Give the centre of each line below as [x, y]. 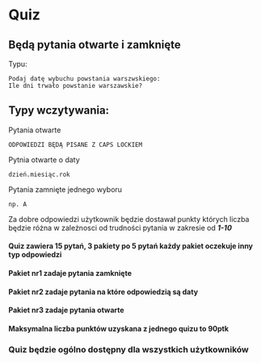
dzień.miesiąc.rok [39, 174]
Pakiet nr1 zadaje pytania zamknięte [70, 273]
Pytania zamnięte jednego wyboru [65, 189]
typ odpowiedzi [35, 255]
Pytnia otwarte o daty [44, 160]
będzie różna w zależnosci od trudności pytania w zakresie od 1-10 [120, 227]
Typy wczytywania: [59, 111]
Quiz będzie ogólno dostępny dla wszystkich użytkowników [128, 349]
